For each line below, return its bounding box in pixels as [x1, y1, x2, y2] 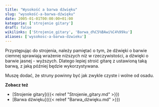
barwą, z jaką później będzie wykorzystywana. [5, 63, 99, 69]
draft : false [5, 25, 32, 30]
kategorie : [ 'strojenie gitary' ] [5, 20, 73, 26]
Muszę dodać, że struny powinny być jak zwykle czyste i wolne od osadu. [5, 72, 154, 78]
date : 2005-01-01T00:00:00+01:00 [5, 16, 73, 21]
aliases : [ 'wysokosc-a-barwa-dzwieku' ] [5, 35, 87, 39]
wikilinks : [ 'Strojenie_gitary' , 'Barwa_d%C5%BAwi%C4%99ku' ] [5, 30, 133, 35]
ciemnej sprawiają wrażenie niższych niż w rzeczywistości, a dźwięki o [5, 53, 149, 58]
